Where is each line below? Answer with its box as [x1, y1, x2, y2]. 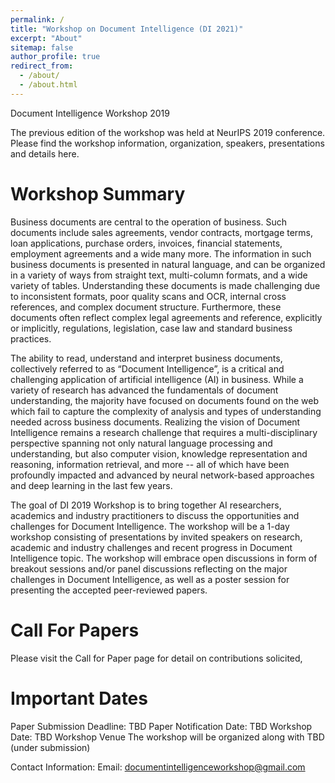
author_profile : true [10, 52, 101, 62]
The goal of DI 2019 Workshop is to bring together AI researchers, [10, 499, 282, 511]
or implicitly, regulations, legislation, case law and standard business [10, 322, 293, 334]
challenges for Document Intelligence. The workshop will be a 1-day [10, 520, 290, 532]
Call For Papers [10, 619, 140, 641]
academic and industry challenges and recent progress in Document [10, 541, 293, 553]
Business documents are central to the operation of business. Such [10, 216, 287, 228]
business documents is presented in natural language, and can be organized [10, 258, 326, 270]
